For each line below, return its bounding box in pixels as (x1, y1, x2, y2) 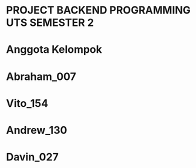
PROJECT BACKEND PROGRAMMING (6, 4, 191, 17)
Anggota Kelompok (6, 43, 103, 56)
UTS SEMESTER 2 (6, 16, 94, 29)
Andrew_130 (6, 123, 67, 137)
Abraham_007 (6, 70, 76, 83)
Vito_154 (6, 96, 49, 110)
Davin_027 (6, 150, 59, 164)
